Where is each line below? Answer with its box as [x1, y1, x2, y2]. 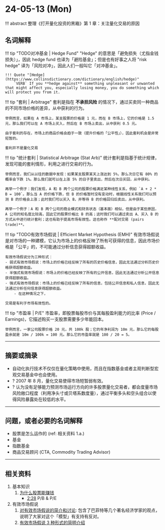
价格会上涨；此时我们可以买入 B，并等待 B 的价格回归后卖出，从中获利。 [19, 197, 147, 202]
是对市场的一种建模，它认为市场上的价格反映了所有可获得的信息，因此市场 [5, 238, 156, 244]
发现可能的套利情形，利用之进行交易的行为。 [5, 161, 96, 167]
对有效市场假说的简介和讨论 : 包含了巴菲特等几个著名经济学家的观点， [19, 507, 160, 513]
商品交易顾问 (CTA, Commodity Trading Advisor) [12, 449, 110, 455]
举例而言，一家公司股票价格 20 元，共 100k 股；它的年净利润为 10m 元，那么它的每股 [5, 327, 159, 332]
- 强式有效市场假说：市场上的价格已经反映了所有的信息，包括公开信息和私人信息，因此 [5, 281, 156, 285]
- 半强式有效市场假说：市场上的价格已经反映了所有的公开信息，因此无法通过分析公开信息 [5, 270, 160, 275]
